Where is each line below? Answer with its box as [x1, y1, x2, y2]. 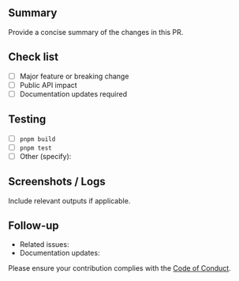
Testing [8, 112, 47, 126]
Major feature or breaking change [19, 71, 129, 81]
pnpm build [19, 135, 56, 143]
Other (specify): [19, 151, 72, 161]
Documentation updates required [19, 89, 128, 98]
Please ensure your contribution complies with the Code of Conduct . [8, 264, 231, 273]
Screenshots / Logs [8, 175, 106, 188]
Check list [8, 51, 59, 64]
